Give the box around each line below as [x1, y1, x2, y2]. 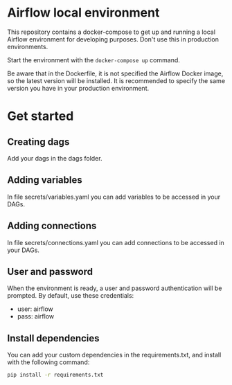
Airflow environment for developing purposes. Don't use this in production [7, 35, 220, 43]
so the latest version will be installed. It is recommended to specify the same [7, 76, 226, 84]
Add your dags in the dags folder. [7, 154, 102, 162]
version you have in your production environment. [7, 84, 150, 92]
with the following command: [7, 358, 90, 366]
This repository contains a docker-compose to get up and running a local [7, 28, 216, 36]
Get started [7, 109, 74, 124]
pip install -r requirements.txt [7, 372, 104, 379]
